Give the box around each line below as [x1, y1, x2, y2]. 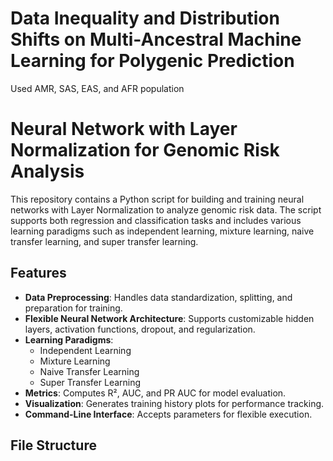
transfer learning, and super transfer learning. [10, 235, 199, 247]
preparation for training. [24, 302, 123, 314]
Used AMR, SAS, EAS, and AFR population [10, 82, 185, 94]
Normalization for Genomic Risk [10, 139, 280, 162]
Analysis [10, 160, 85, 183]
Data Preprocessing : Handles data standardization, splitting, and [24, 291, 293, 303]
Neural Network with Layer [10, 118, 238, 141]
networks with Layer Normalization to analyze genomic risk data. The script [10, 203, 322, 216]
